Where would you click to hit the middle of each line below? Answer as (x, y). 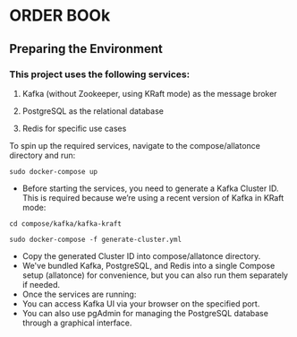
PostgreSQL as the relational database (93, 111)
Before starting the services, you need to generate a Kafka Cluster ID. (150, 188)
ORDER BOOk (60, 16)
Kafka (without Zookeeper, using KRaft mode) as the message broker (149, 93)
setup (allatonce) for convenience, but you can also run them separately (155, 275)
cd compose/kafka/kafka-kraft (66, 224)
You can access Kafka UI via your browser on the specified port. (141, 303)
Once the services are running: (79, 294)
